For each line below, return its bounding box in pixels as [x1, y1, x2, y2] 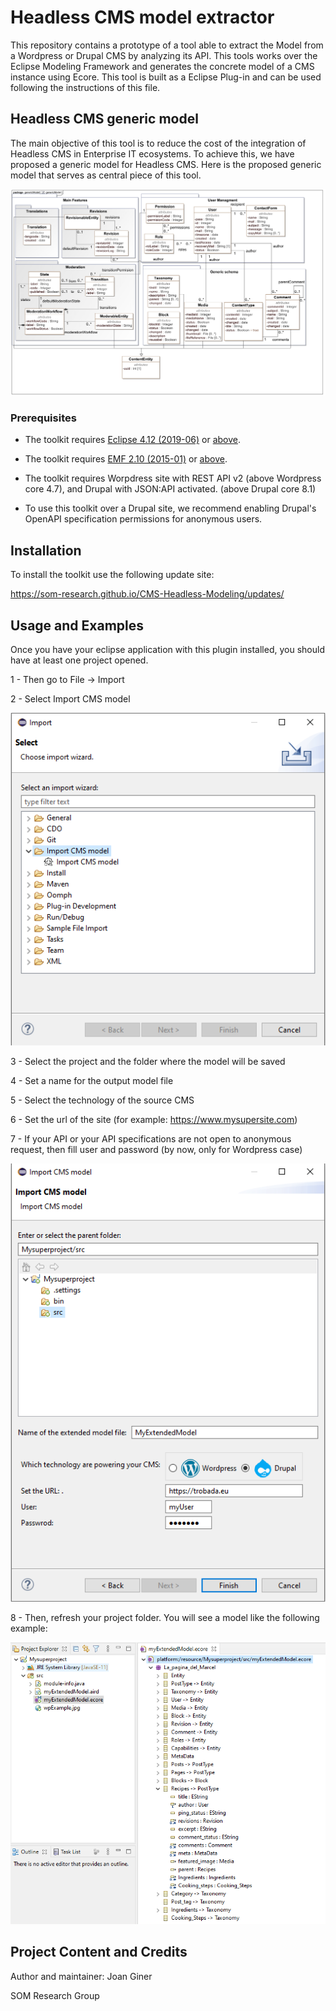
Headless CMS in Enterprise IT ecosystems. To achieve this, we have [10, 147, 295, 160]
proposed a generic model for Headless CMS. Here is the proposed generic [10, 158, 322, 170]
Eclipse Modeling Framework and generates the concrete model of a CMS [10, 60, 315, 72]
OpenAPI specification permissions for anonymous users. [24, 513, 263, 525]
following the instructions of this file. [10, 81, 161, 93]
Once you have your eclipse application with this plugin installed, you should [10, 643, 325, 655]
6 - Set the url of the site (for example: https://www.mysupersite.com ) [10, 1114, 298, 1126]
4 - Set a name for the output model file [10, 1075, 174, 1087]
